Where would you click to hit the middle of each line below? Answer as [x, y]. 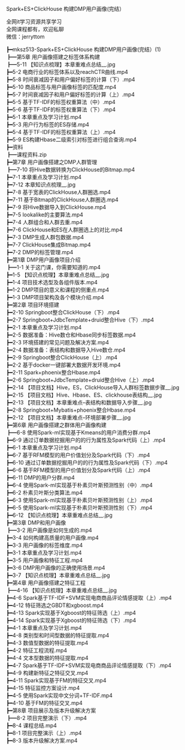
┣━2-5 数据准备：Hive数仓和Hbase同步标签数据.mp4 [71, 335]
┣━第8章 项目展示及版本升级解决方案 [51, 710]
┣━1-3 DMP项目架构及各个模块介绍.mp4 [55, 297]
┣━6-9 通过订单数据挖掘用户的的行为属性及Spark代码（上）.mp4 [86, 440]
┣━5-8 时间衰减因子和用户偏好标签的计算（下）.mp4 [71, 79]
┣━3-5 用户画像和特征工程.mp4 [45, 560]
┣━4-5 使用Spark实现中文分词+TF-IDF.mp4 [59, 695]
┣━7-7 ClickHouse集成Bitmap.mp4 [48, 245]
